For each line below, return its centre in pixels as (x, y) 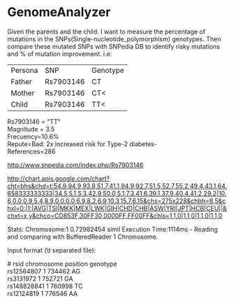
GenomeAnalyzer (59, 12)
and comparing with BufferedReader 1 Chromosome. (83, 237)
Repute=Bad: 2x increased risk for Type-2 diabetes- (82, 143)
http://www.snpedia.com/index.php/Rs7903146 (75, 164)
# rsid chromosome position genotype (62, 264)
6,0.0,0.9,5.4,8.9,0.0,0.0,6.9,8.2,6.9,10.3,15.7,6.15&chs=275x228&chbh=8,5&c (117, 201)
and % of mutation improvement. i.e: (60, 54)
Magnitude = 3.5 (31, 129)
